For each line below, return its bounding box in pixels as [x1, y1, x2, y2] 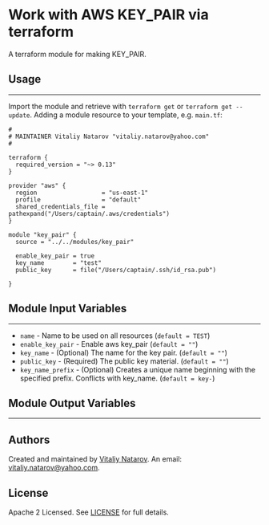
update [8, 111, 30, 120]
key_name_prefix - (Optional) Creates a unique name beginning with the [19, 364, 256, 374]
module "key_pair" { [8, 230, 78, 238]
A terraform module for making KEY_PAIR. [8, 49, 147, 59]
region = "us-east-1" [15, 189, 149, 197]
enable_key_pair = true [15, 251, 94, 260]
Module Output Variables [8, 396, 136, 410]
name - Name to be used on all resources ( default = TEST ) [19, 331, 211, 340]
